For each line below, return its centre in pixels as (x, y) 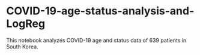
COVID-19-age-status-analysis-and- (100, 11)
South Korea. (22, 47)
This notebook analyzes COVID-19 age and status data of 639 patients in (96, 40)
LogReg (26, 24)
